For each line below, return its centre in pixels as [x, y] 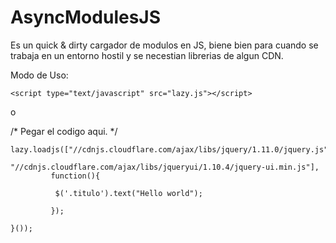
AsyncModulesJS [86, 17]
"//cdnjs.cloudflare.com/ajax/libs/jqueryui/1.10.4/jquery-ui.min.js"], [165, 167]
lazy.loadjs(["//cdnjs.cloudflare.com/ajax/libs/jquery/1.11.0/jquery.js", [171, 149]
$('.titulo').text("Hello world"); [128, 193]
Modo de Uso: [39, 75]
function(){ [75, 176]
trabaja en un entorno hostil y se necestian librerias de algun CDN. [147, 55]
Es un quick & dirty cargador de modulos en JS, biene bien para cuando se [164, 45]
